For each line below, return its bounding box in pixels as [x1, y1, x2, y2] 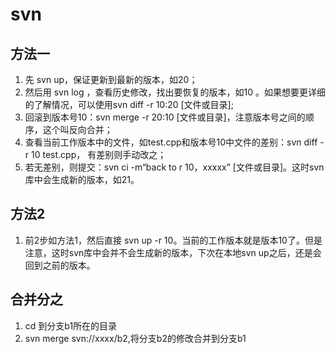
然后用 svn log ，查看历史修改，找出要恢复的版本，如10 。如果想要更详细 [24, 86, 326, 98]
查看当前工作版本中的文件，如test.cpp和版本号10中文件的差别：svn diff [24, 136, 318, 148]
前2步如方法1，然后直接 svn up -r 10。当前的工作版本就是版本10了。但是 [24, 234, 323, 246]
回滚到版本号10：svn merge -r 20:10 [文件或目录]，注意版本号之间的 [24, 111, 306, 123]
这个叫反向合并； [42, 124, 113, 135]
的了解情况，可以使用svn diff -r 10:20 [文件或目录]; [24, 99, 234, 110]
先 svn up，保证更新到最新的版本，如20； [24, 74, 198, 85]
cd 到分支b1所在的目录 [24, 319, 118, 332]
